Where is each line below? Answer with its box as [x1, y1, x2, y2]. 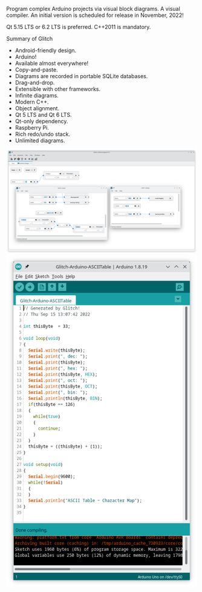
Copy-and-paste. [15, 66, 59, 73]
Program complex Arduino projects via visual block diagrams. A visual [6, 5, 180, 12]
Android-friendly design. [15, 47, 77, 54]
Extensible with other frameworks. [15, 85, 101, 93]
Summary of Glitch [6, 35, 53, 42]
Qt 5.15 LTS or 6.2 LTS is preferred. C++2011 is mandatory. [6, 24, 151, 30]
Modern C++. [15, 98, 50, 105]
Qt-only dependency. [15, 118, 68, 125]
